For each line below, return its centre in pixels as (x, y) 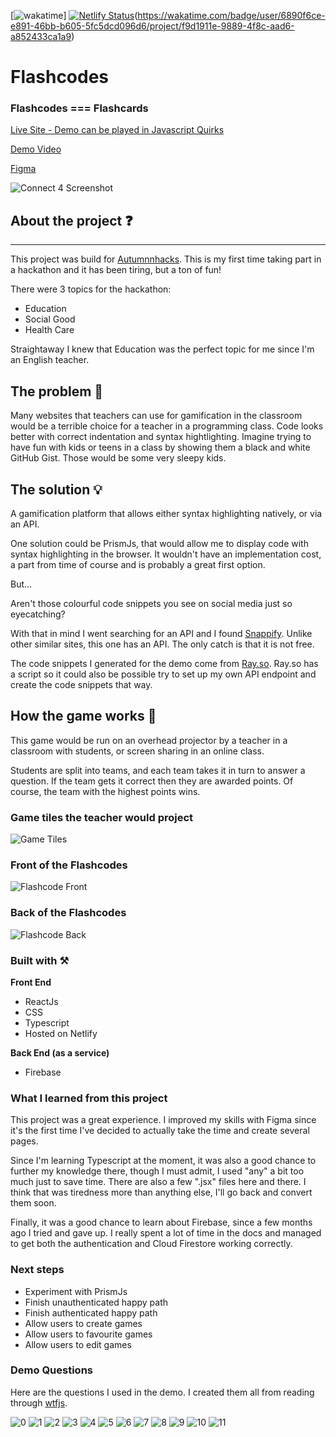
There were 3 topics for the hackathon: (91, 289)
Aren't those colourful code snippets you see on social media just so (151, 603)
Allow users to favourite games (88, 1334)
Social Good (50, 319)
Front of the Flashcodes (69, 865)
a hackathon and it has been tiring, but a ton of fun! (116, 270)
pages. (24, 1141)
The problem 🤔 (57, 391)
